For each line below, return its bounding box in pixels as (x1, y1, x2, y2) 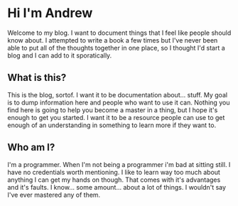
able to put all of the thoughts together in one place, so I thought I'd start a (7, 43, 225, 52)
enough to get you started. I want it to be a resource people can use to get (7, 113, 225, 121)
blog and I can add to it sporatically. (7, 51, 112, 60)
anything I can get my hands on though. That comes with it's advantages (7, 175, 221, 184)
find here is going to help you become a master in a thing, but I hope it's (7, 105, 218, 114)
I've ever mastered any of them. (7, 190, 101, 199)
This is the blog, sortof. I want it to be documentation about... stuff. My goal (7, 90, 228, 99)
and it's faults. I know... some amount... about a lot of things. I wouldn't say (7, 183, 226, 191)
